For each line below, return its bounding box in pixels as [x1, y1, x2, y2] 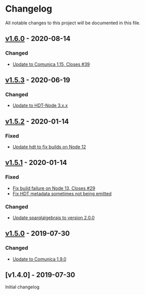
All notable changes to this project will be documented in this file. [5, 20, 141, 26]
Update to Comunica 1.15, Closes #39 [12, 61, 90, 67]
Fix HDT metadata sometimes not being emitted [12, 190, 112, 196]
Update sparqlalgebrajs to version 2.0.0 [12, 215, 95, 221]
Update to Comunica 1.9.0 [12, 256, 66, 262]
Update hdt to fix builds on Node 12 [12, 144, 87, 150]
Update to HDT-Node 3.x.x [12, 102, 68, 109]
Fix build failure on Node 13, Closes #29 [12, 185, 96, 191]
